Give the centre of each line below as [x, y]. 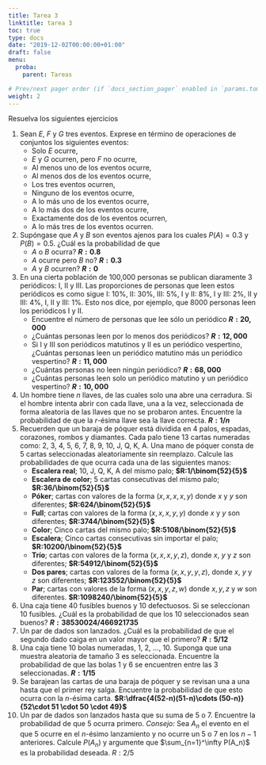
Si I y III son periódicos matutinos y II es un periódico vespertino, [137, 345]
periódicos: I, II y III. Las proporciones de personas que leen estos [127, 285]
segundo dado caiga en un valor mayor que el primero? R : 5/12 [124, 640]
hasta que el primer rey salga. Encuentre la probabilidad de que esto [131, 690]
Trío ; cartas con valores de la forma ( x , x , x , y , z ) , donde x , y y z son [141, 555]
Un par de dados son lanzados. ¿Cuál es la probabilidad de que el [127, 631]
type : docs [26, 38]
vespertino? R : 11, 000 [69, 361]
